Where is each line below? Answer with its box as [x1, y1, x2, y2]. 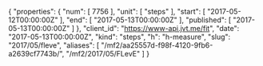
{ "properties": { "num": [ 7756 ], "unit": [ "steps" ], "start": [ [8, 7, 206, 16]
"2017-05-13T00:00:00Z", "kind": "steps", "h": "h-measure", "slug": [8, 32, 231, 41]
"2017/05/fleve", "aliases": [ [8, 41, 100, 50]
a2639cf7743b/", [8, 49, 65, 58]
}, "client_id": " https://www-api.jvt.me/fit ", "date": [75, 24, 240, 33]
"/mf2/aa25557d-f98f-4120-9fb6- [101, 41, 213, 50]
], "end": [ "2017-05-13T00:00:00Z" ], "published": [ [59, 15, 232, 25]
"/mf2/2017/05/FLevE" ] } [66, 49, 150, 58]
